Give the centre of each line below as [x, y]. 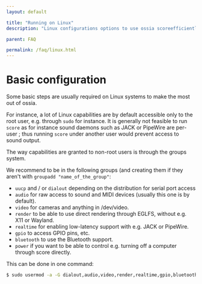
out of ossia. [22, 103]
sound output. [23, 140]
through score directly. [43, 252]
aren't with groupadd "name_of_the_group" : [59, 177]
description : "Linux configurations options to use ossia [80, 28]
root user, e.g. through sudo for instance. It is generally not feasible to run [97, 121]
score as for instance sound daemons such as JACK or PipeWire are [90, 128]
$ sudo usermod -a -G [33, 275]
